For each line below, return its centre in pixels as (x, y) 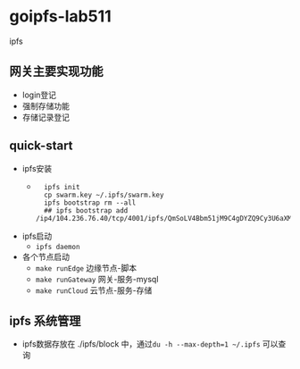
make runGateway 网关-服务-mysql (97, 279)
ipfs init (62, 187)
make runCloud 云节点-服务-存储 (94, 290)
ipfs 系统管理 (45, 320)
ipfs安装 (37, 168)
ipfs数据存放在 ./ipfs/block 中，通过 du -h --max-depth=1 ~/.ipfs (141, 344)
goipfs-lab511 (60, 17)
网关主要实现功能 (56, 72)
